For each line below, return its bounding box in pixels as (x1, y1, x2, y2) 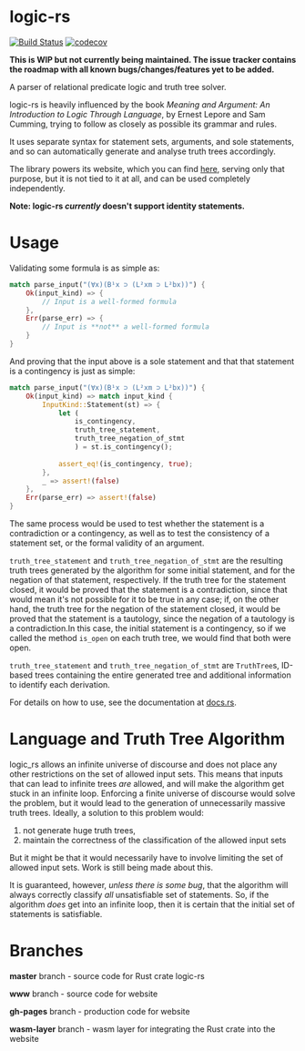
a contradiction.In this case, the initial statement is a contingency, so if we (9, 623, 287, 634)
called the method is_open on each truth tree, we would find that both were (9, 633, 291, 643)
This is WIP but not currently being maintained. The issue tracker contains (9, 54, 297, 65)
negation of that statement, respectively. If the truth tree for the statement (9, 575, 287, 585)
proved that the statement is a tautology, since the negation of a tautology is (9, 613, 296, 624)
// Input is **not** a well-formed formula (42, 322, 209, 332)
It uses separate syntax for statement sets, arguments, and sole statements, (9, 136, 294, 147)
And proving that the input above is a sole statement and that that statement (9, 355, 295, 366)
